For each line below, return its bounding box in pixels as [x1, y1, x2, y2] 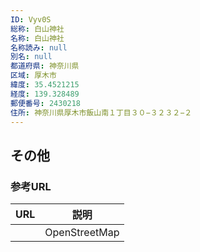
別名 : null [10, 52, 53, 62]
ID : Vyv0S [10, 14, 52, 25]
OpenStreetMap [44, 226, 120, 240]
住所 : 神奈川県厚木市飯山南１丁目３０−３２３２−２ [10, 107, 193, 118]
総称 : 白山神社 [10, 24, 65, 34]
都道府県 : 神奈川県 [10, 61, 80, 71]
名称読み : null [10, 42, 68, 53]
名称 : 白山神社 [10, 33, 65, 43]
